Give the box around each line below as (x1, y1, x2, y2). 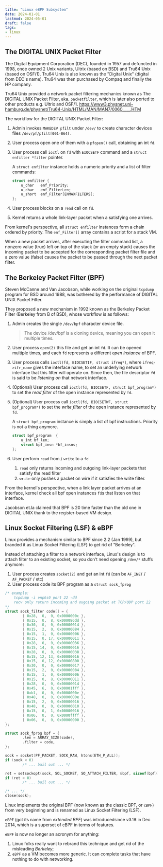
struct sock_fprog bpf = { (5, 731, 60, 736)
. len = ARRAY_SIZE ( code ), (22, 735, 75, 740)
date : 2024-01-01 (5, 12, 40, 17)
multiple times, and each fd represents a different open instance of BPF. (12, 350, 157, 356)
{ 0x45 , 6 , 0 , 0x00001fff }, (22, 686, 86, 691)
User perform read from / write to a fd (12, 455, 89, 461)
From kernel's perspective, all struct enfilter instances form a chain (5, 224, 145, 230)
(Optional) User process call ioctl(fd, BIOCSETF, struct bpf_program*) (12, 384, 157, 390)
